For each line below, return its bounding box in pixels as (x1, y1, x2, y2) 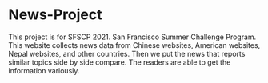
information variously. (8, 65, 80, 75)
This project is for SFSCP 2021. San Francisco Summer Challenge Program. (8, 32, 257, 41)
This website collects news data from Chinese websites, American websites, (8, 40, 261, 49)
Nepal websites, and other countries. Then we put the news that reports (8, 49, 246, 58)
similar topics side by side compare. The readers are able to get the (8, 57, 231, 67)
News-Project (8, 6, 102, 24)
